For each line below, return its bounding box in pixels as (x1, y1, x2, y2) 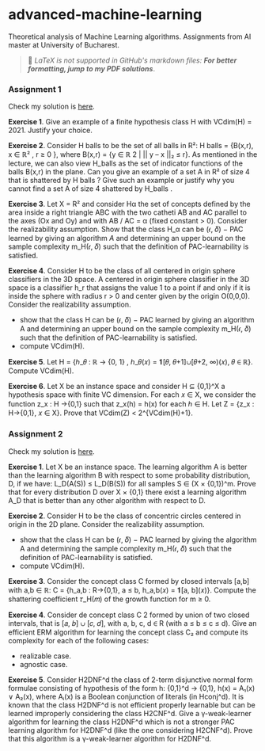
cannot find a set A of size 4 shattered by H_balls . (8, 184, 172, 193)
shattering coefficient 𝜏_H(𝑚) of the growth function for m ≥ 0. (8, 594, 211, 604)
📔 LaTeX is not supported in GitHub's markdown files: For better (27, 55, 237, 65)
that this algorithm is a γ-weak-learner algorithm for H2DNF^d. (8, 734, 212, 743)
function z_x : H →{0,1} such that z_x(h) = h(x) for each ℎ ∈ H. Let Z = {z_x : (8, 399, 255, 409)
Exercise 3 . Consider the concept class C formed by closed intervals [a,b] (8, 576, 250, 585)
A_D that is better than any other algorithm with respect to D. (8, 495, 206, 505)
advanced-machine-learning (8, 6, 203, 24)
